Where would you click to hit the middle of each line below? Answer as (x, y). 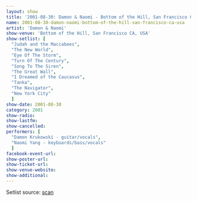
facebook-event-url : (31, 153)
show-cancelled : (26, 126)
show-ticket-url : (27, 165)
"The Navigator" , (33, 88)
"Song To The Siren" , (38, 66)
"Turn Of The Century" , (40, 61)
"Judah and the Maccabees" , (46, 45)
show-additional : (27, 176)
